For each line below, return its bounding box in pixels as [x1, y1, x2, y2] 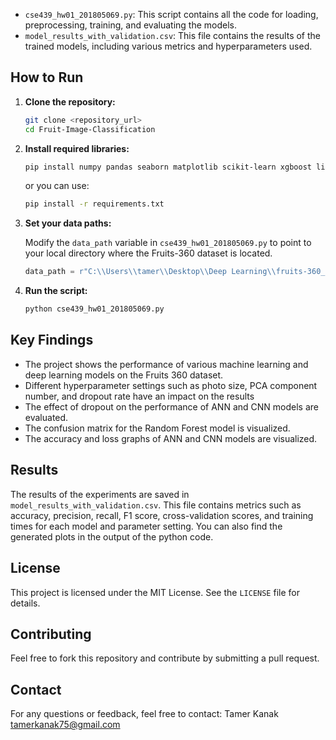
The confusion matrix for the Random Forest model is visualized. [24, 422, 291, 434]
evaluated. [24, 411, 69, 423]
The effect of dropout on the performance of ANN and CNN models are [24, 400, 319, 413]
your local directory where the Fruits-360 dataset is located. [24, 247, 273, 259]
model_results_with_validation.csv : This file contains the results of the [24, 30, 322, 41]
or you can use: [24, 180, 90, 192]
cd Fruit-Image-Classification [24, 124, 156, 134]
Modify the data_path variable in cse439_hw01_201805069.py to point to [24, 237, 312, 249]
